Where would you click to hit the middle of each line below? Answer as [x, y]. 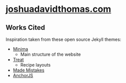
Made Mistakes [28, 70]
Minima [20, 49]
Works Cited [25, 28]
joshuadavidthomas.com [59, 9]
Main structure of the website [51, 54]
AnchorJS [23, 75]
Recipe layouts [35, 65]
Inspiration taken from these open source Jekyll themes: [63, 39]
